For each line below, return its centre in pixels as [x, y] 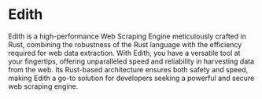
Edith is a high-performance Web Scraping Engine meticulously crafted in [127, 36]
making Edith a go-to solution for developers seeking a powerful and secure [131, 78]
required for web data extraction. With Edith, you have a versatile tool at [124, 53]
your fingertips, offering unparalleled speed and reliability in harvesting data [131, 61]
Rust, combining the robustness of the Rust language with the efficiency [125, 44]
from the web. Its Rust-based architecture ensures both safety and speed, [128, 69]
